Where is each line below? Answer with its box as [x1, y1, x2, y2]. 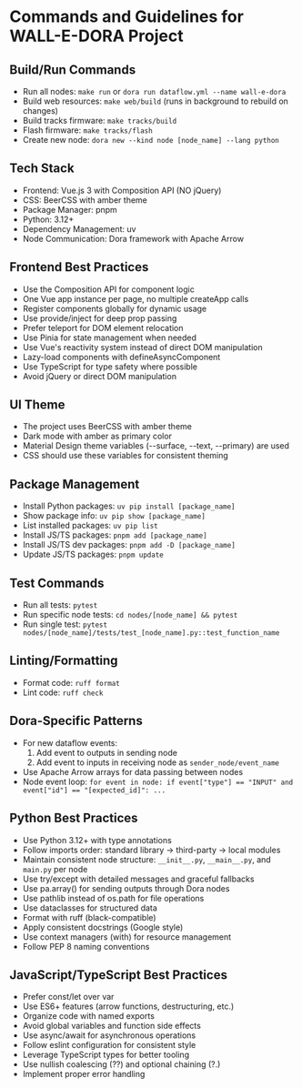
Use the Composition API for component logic [22, 284, 196, 295]
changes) [22, 106, 59, 116]
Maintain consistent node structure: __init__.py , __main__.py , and [22, 853, 271, 865]
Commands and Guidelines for [9, 6, 244, 27]
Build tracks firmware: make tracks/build [22, 116, 177, 126]
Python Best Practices [9, 811, 138, 826]
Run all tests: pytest [22, 599, 98, 610]
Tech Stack [9, 161, 75, 176]
